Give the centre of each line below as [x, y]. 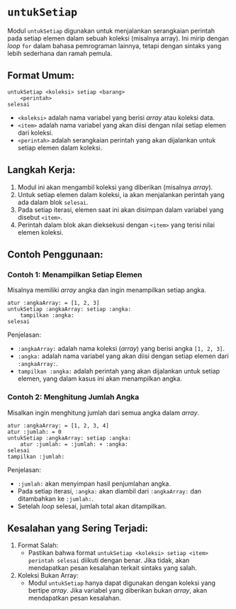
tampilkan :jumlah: [36, 457]
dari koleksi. [35, 133]
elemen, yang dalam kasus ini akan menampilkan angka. [100, 379]
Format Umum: [41, 76]
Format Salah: [38, 545]
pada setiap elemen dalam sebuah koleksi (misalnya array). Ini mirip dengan [118, 38]
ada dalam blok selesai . [53, 202]
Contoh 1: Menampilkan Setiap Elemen [75, 274]
